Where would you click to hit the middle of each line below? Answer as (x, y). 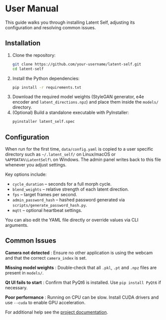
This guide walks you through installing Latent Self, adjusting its (70, 22)
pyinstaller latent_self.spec (44, 122)
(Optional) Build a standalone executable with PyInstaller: (71, 112)
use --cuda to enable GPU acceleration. (45, 302)
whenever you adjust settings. (36, 165)
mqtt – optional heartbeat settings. (47, 211)
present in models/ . (24, 272)
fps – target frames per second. (45, 195)
